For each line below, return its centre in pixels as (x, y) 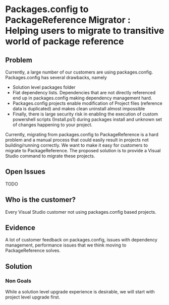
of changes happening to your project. (52, 125)
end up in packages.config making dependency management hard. (82, 98)
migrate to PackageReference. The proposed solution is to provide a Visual (83, 150)
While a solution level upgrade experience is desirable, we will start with (80, 292)
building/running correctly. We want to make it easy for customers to (76, 145)
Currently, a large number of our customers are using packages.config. (79, 72)
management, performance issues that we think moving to (66, 245)
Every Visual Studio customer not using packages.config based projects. (81, 212)
